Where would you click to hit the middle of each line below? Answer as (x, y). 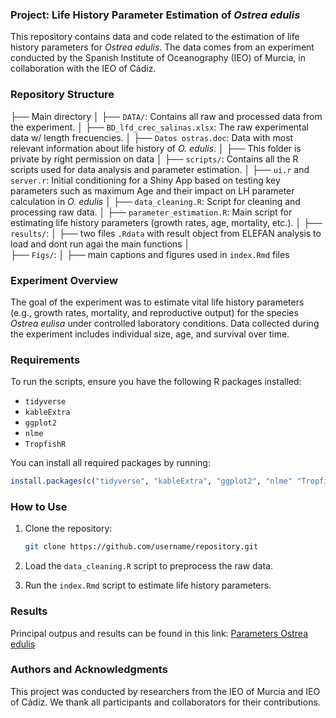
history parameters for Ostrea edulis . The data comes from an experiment (162, 47)
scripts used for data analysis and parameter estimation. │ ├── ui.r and (160, 169)
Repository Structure (62, 95)
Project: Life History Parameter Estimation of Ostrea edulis (155, 15)
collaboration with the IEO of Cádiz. (83, 69)
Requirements (45, 360)
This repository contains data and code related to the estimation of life (155, 37)
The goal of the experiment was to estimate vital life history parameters (157, 302)
